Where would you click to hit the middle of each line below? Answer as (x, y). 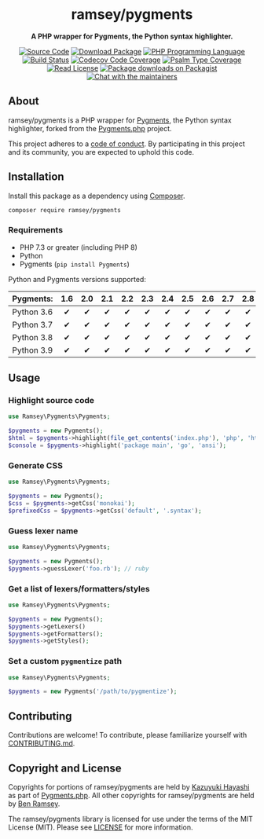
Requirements (36, 230)
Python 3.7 (33, 324)
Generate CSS (35, 465)
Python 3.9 (33, 350)
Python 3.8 (33, 337)
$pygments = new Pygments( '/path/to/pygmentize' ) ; (93, 692)
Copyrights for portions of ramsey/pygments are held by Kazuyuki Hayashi (129, 786)
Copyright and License (65, 768)
